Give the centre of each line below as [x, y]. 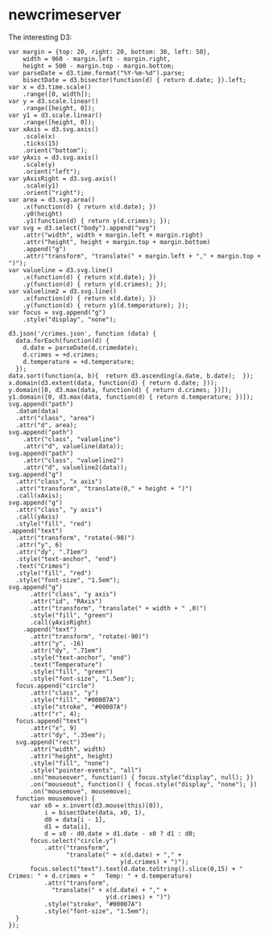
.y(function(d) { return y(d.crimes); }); [95, 284]
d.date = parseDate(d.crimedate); [81, 348]
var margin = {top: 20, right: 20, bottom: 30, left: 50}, [110, 52]
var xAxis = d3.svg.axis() [54, 129]
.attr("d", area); [47, 425]
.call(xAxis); [39, 495]
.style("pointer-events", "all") [86, 770]
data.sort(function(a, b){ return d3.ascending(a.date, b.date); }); [131, 376]
